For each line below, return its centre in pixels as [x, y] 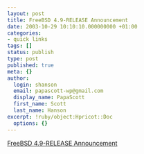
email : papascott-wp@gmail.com [58, 91]
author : [18, 78]
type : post [23, 59]
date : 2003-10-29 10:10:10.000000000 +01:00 [72, 26]
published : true [30, 65]
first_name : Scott [40, 104]
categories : [24, 33]
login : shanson [35, 85]
